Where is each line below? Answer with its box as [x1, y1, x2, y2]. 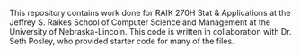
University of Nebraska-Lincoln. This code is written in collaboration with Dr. [9, 27, 292, 36]
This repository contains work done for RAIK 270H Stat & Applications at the [9, 8, 291, 18]
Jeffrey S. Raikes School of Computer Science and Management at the [9, 17, 271, 27]
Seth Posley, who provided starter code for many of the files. [9, 35, 235, 46]
